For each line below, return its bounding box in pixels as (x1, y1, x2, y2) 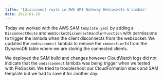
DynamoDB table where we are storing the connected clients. (5, 46, 128, 51)
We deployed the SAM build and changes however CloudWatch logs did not (5, 55, 157, 61)
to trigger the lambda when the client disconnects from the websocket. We (5, 35, 155, 41)
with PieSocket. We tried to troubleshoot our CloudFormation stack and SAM (5, 65, 159, 71)
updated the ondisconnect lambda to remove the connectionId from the (5, 40, 147, 46)
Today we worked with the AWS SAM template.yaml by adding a (5, 25, 134, 31)
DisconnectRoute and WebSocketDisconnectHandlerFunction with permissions (5, 30, 157, 36)
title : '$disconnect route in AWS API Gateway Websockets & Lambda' (5, 7, 147, 12)
